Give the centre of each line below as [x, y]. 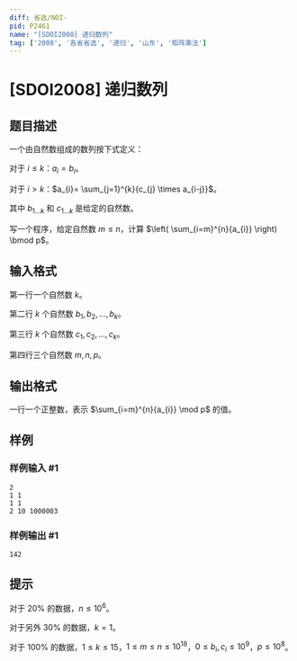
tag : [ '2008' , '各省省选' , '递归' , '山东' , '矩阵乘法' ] [108, 43]
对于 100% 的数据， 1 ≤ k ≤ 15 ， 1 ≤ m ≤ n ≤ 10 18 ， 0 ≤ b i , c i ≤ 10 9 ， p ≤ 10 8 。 [151, 647]
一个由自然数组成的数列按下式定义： [76, 149]
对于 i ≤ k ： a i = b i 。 [46, 170]
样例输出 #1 [34, 535]
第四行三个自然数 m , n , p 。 [58, 355]
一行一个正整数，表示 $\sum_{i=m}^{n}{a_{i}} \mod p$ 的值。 [123, 409]
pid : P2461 [30, 26]
